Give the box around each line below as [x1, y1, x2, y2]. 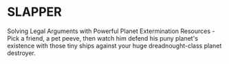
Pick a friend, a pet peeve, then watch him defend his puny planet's [7, 34, 198, 42]
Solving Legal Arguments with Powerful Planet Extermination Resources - [7, 27, 215, 35]
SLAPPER [7, 4, 62, 20]
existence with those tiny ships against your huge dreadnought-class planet [7, 41, 222, 50]
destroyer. [7, 49, 36, 57]
